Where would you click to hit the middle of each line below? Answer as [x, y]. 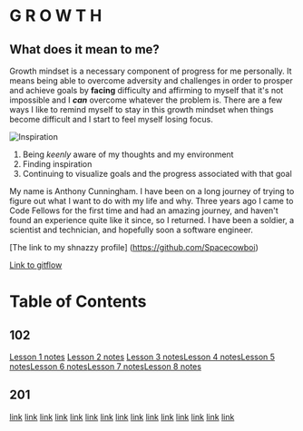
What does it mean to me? [85, 49]
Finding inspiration [57, 164]
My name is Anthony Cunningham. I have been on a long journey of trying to [152, 191]
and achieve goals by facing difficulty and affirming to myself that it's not [147, 90]
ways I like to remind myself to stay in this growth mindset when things [142, 109]
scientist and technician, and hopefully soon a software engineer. [132, 230]
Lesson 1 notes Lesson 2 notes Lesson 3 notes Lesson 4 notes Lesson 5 [142, 357]
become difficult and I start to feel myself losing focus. [111, 119]
